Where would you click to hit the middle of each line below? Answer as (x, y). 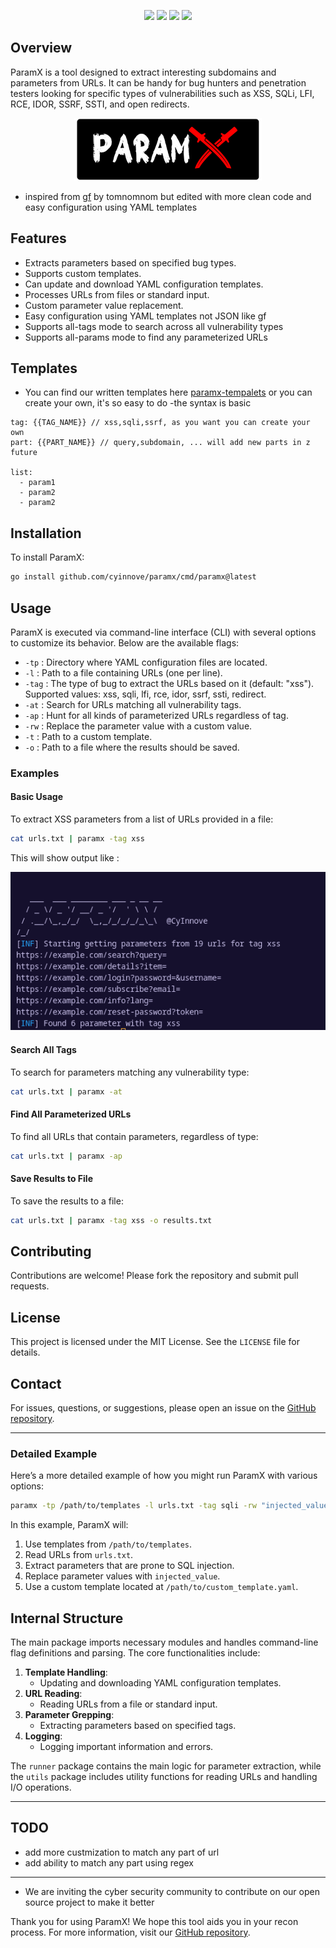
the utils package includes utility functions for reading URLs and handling (164, 1776)
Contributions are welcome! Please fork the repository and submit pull (154, 1276)
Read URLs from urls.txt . (79, 1555)
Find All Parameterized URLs (71, 1114)
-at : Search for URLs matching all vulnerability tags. (133, 704)
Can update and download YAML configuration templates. (144, 284)
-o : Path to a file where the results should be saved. (132, 747)
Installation (46, 533)
